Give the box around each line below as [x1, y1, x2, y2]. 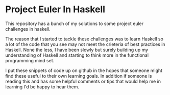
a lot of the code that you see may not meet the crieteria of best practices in [5, 41, 165, 47]
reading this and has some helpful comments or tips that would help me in [5, 78, 161, 84]
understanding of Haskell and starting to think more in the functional [5, 52, 149, 58]
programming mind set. [5, 57, 55, 63]
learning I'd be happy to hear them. [5, 83, 79, 90]
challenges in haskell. [5, 26, 51, 32]
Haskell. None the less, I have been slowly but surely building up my [5, 46, 149, 53]
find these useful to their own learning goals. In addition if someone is [5, 73, 152, 79]
